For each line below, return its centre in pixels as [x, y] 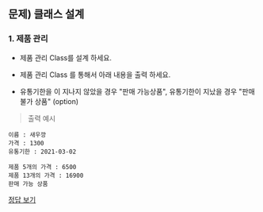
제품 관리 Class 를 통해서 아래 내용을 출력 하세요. [95, 75]
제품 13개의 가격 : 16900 [46, 175]
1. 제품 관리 [28, 39]
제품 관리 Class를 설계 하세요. [66, 57]
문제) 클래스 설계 [46, 14]
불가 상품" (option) [49, 101]
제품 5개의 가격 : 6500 [42, 167]
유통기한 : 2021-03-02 [42, 152]
